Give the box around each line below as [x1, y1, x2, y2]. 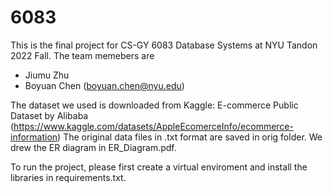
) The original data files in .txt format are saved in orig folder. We [57, 131, 323, 143]
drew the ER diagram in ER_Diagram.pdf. [10, 141, 177, 153]
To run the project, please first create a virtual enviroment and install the [10, 161, 308, 173]
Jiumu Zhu [24, 69, 70, 81]
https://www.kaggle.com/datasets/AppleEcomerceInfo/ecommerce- [13, 120, 294, 132]
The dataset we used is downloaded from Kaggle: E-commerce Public [10, 99, 299, 111]
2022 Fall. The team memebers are [10, 49, 155, 61]
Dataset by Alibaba [10, 109, 89, 121]
